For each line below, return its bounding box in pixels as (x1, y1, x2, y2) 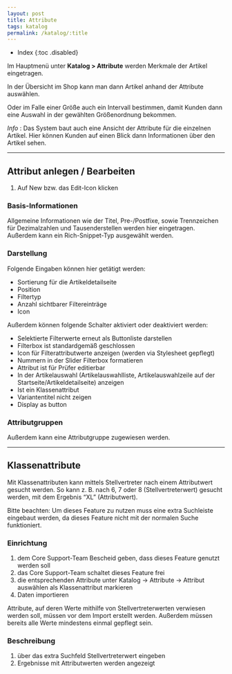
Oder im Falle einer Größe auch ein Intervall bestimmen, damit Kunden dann (7, 103, 223, 111)
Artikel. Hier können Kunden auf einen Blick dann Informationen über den (7, 131, 215, 140)
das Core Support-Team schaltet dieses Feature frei (17, 569, 165, 577)
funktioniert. (7, 520, 42, 529)
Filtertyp (17, 292, 41, 301)
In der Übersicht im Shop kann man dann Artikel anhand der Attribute (7, 82, 204, 91)
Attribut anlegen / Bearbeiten (7, 165, 136, 177)
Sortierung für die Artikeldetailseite (17, 277, 117, 286)
